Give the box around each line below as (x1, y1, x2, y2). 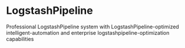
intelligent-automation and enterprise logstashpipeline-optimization (6, 29, 170, 36)
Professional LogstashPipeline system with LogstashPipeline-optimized (6, 23, 180, 30)
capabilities (6, 35, 34, 42)
